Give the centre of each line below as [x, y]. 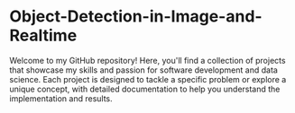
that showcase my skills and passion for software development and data [143, 70]
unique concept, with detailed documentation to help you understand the [145, 89]
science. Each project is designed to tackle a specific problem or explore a [148, 79]
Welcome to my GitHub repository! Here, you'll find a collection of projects [147, 60]
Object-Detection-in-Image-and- [136, 17]
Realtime [43, 35]
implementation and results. [61, 98]
